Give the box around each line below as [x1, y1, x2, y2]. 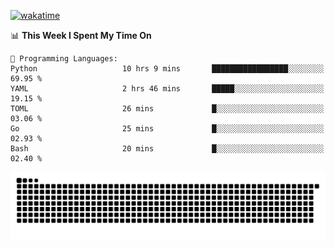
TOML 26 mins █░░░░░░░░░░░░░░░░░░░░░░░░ [10, 104, 325, 114]
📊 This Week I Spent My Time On [10, 30, 152, 41]
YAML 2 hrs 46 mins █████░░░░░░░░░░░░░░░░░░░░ [10, 84, 325, 94]
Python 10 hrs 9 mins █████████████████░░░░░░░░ [10, 64, 325, 74]
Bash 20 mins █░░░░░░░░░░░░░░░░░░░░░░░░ [10, 144, 325, 154]
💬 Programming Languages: [10, 54, 118, 64]
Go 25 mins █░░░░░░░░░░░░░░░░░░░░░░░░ [10, 124, 325, 134]
